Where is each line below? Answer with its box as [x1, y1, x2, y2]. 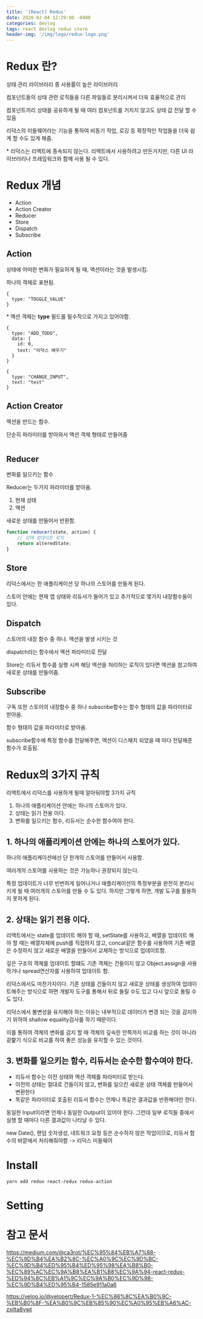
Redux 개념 [6, 178, 62, 192]
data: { [12, 335, 32, 342]
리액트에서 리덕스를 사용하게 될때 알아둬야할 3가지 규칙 [6, 789, 136, 796]
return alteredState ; [17, 541, 72, 547]
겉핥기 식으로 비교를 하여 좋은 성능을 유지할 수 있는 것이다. [6, 1036, 144, 1043]
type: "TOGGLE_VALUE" [12, 296, 67, 302]
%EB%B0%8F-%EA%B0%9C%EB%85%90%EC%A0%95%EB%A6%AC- [6, 1299, 192, 1306]
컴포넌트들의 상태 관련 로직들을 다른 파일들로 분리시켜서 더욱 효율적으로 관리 [6, 93, 186, 101]
